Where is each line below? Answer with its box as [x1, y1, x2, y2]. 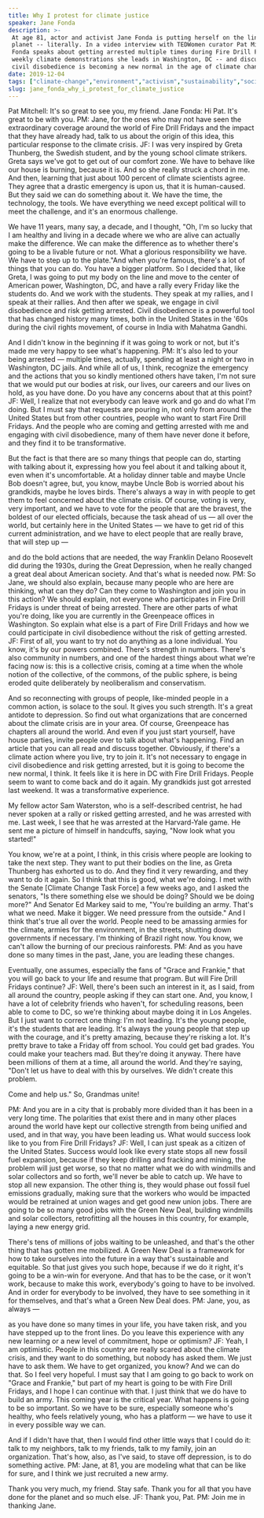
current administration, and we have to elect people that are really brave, [8, 529, 244, 538]
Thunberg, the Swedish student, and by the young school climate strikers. [8, 148, 247, 158]
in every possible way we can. [8, 1420, 106, 1430]
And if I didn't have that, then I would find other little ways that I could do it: [8, 1435, 251, 1445]
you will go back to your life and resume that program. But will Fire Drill [8, 974, 237, 984]
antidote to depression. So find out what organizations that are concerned [8, 710, 247, 720]
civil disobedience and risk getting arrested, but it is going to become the [8, 761, 245, 770]
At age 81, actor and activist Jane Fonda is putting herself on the [11, 33, 244, 42]
